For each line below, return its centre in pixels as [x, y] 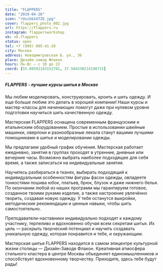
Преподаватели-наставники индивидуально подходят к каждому [74, 218]
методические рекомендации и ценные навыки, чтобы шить [68, 203]
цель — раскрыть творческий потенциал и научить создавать [70, 228]
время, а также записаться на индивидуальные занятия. [64, 163]
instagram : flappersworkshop [35, 32]
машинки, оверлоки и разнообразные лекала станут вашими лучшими [79, 132]
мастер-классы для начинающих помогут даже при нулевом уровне [77, 107]
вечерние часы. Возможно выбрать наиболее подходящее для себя [77, 157]
